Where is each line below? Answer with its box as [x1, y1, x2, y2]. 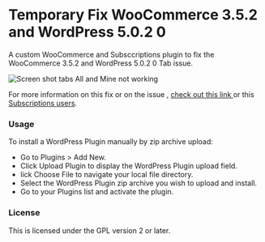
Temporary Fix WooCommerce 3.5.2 [8, 6, 258, 24]
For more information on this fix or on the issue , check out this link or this [8, 89, 254, 99]
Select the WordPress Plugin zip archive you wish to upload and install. [19, 178, 258, 188]
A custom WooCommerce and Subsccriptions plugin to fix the [8, 49, 215, 59]
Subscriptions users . [8, 98, 78, 108]
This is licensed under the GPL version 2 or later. [8, 225, 171, 236]
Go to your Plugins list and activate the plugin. [19, 187, 174, 197]
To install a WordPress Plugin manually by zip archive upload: [8, 137, 213, 146]
